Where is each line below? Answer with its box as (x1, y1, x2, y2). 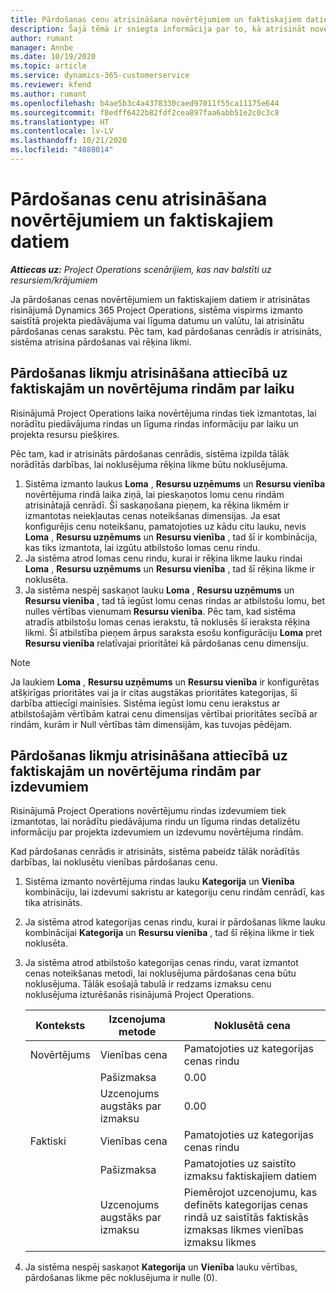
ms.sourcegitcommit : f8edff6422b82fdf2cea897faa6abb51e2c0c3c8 (10, 107, 280, 118)
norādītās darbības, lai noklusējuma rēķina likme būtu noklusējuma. (10, 458, 288, 470)
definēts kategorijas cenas (183, 1198, 308, 1212)
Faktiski (29, 1134, 67, 1148)
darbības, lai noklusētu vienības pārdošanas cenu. (10, 856, 218, 868)
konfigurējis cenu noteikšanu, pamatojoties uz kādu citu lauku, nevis (24, 520, 307, 532)
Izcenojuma (108, 1012, 166, 1026)
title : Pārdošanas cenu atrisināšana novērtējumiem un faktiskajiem (10, 14, 302, 25)
